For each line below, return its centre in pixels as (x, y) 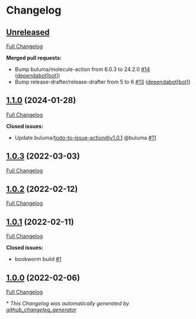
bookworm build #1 (38, 259)
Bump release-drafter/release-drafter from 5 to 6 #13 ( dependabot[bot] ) (102, 82)
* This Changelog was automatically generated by (68, 304)
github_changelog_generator (41, 310)
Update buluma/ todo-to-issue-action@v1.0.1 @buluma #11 (85, 137)
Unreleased (28, 32)
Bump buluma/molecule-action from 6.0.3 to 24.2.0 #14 (82, 69)
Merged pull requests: (34, 58)
